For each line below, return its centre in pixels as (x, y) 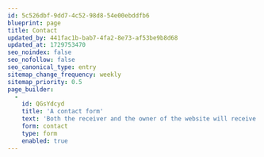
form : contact (45, 126)
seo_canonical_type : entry (52, 67)
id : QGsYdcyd (43, 104)
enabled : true (45, 141)
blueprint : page (34, 23)
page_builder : (31, 89)
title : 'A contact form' (63, 112)
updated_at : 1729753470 (47, 45)
